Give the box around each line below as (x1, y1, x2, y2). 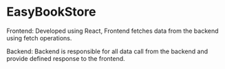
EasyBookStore (6, 4, 96, 20)
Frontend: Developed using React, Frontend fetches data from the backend (6, 27, 219, 35)
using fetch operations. (6, 33, 72, 42)
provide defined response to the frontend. (6, 54, 125, 62)
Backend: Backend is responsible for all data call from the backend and (6, 47, 208, 55)
